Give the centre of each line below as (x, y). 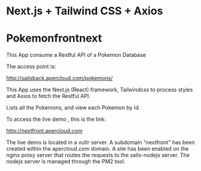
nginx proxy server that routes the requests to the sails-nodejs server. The (98, 155)
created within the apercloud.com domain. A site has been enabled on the (97, 149)
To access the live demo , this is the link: (56, 119)
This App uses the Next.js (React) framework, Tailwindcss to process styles (100, 90)
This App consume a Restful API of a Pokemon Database (76, 55)
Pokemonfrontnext (54, 39)
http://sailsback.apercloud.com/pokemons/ (59, 78)
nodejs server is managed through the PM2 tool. (66, 161)
